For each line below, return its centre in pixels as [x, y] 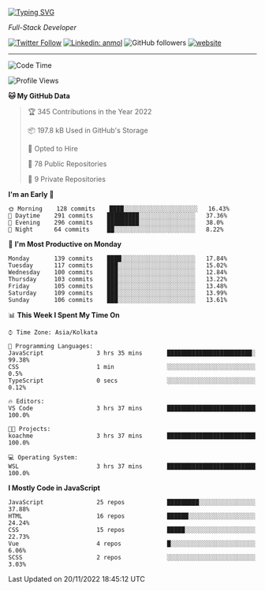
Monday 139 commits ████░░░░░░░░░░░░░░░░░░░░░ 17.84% [118, 258]
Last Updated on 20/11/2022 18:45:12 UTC [77, 579]
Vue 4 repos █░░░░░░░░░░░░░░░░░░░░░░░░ [132, 544]
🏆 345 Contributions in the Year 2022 [90, 112]
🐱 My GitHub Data [39, 96]
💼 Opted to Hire [53, 149]
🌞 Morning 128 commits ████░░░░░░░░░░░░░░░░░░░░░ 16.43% [119, 209]
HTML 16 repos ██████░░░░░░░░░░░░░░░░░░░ [132, 516]
